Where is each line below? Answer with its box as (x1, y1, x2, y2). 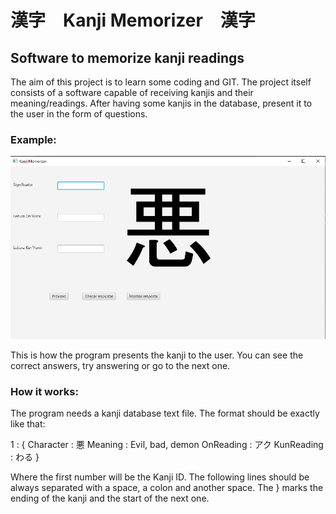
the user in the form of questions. (10, 108, 148, 120)
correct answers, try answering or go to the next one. (10, 360, 231, 372)
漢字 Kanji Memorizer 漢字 (10, 9, 256, 32)
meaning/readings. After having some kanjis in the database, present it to (10, 97, 313, 109)
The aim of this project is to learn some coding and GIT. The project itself (10, 76, 312, 88)
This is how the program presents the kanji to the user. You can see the (10, 349, 304, 361)
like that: (10, 418, 46, 430)
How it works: (10, 385, 79, 399)
